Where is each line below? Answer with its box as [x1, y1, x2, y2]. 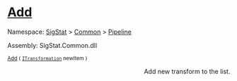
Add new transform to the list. [144, 67, 231, 75]
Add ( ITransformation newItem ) [7, 54, 88, 62]
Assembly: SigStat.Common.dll [7, 41, 98, 49]
